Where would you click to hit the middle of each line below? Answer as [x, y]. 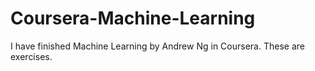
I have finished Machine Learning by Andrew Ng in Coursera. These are [157, 46]
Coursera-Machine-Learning [133, 18]
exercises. [31, 56]
